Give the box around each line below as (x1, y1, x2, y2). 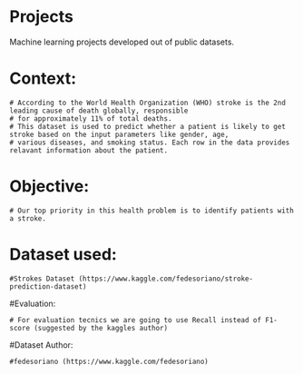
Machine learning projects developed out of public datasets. (9, 36, 234, 47)
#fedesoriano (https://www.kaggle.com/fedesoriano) (9, 357, 209, 366)
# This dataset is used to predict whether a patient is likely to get (9, 122, 286, 131)
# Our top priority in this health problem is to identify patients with (9, 206, 295, 215)
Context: (9, 68, 77, 89)
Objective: (9, 176, 90, 197)
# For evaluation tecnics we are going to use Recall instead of (9, 315, 261, 324)
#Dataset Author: (9, 339, 73, 350)
